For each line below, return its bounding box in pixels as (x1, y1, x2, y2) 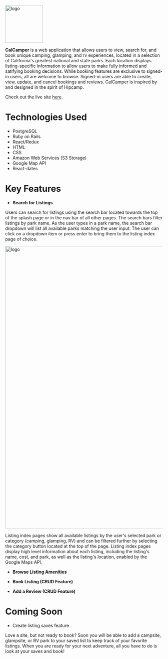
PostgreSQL (12, 128, 37, 134)
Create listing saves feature (12, 622, 69, 628)
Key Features (5, 183, 61, 195)
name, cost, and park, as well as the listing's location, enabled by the (5, 554, 147, 560)
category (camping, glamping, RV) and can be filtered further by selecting (5, 538, 157, 544)
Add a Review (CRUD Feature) (12, 588, 76, 594)
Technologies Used (5, 111, 87, 123)
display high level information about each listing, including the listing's (5, 548, 150, 554)
